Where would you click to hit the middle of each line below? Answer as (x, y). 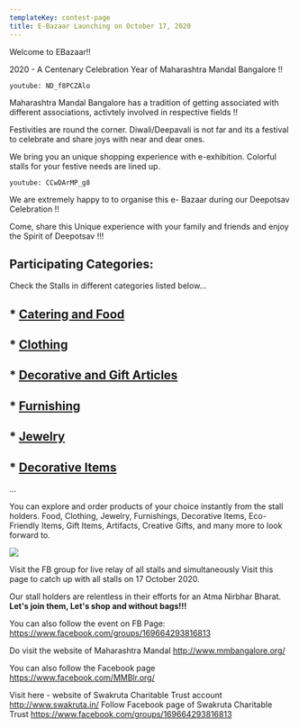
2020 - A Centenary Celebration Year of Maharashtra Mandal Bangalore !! (146, 69)
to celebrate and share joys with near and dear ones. (107, 139)
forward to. (30, 535)
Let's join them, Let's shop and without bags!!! (98, 606)
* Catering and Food (67, 314)
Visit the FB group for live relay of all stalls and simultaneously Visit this (141, 569)
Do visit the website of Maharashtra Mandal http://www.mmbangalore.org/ (147, 651)
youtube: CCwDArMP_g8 (50, 182)
